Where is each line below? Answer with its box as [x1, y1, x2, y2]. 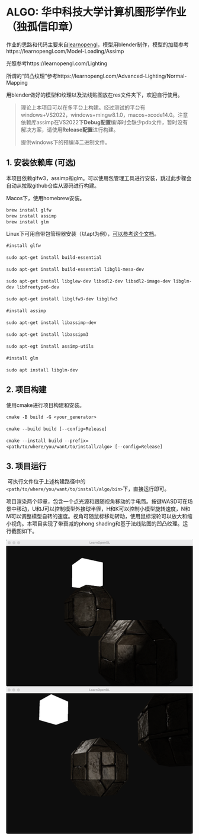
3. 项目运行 [6, 461, 47, 471]
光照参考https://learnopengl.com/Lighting [6, 60, 108, 67]
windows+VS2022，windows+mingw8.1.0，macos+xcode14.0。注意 [20, 111, 188, 118]
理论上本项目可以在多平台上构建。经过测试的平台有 [20, 104, 146, 111]
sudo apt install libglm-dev [6, 367, 78, 373]
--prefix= [64, 438, 89, 444]
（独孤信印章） [6, 20, 79, 34]
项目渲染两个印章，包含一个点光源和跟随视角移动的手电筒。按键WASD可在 [6, 498, 188, 505]
